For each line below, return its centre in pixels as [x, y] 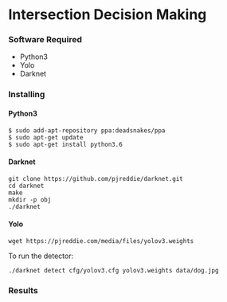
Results [23, 290]
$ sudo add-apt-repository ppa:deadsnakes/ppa [87, 130]
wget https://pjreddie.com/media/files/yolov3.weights [101, 241]
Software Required [45, 40]
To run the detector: [41, 256]
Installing [27, 95]
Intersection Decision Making [108, 15]
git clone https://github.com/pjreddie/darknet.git [96, 178]
